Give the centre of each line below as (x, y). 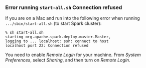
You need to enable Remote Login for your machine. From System (73, 55)
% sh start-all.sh (24, 33)
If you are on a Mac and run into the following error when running (73, 18)
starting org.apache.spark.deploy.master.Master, (58, 37)
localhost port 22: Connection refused (47, 46)
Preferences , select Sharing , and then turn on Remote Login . (68, 60)
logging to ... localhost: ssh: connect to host (57, 41)
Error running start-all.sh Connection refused (64, 7)
